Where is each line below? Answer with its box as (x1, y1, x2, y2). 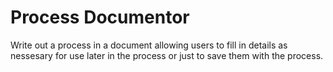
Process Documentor (10, 6, 190, 29)
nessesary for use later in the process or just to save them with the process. (10, 49, 324, 61)
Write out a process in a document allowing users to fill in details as (10, 39, 288, 51)
